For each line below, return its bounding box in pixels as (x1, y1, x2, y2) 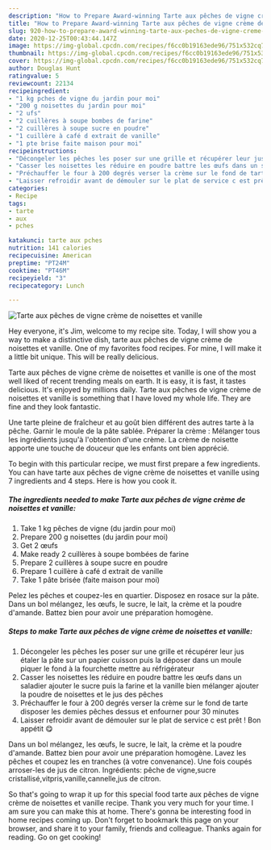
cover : (8, 57, 31, 65)
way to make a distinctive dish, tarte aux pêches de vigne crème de (8, 335, 232, 345)
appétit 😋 (19, 724, 54, 734)
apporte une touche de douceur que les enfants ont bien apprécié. (8, 443, 230, 453)
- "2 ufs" (8, 110, 42, 118)
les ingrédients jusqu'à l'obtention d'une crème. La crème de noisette (8, 435, 239, 445)
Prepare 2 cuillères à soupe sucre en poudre (19, 558, 168, 567)
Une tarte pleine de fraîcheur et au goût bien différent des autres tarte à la (8, 417, 254, 428)
